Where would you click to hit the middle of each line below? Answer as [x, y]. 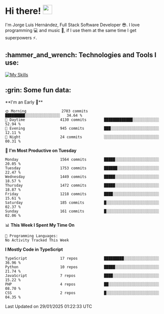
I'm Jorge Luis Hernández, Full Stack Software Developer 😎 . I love [72, 25]
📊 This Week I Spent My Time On [40, 225]
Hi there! [23, 11]
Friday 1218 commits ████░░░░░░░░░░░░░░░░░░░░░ [82, 194]
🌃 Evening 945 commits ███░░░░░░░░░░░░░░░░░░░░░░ [82, 128]
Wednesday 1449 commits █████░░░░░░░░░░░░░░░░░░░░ [82, 176]
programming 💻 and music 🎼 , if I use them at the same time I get [71, 30]
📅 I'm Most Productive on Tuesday [41, 150]
